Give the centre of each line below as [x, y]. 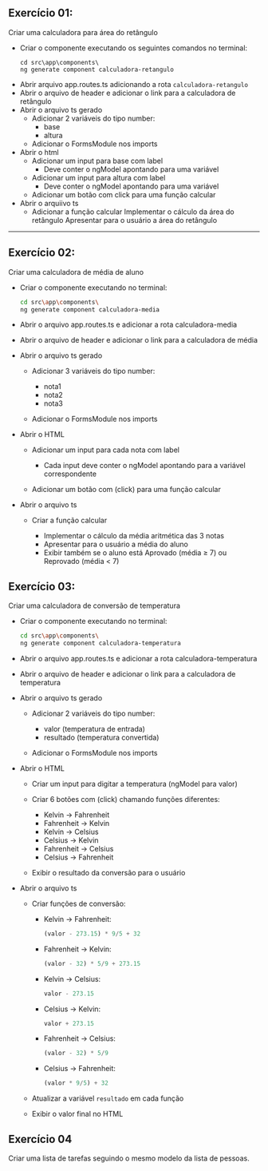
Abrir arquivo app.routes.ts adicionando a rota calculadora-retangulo [134, 84]
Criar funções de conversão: [79, 903]
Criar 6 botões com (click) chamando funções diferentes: [126, 799]
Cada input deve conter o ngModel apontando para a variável [144, 466]
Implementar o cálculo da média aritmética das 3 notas [134, 536]
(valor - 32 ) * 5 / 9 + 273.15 [92, 963]
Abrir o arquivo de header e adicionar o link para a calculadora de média [138, 340]
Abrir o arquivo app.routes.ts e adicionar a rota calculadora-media [128, 325]
